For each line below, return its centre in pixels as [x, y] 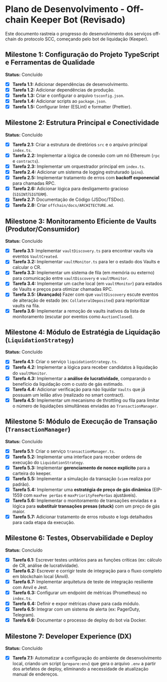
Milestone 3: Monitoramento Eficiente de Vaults [81, 221]
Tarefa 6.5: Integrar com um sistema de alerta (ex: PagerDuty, [76, 609]
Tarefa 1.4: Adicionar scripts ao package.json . [59, 101]
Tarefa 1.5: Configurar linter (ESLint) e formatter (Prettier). [72, 107]
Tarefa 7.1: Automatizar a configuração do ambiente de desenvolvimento [87, 658]
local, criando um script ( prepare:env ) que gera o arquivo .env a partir [84, 664]
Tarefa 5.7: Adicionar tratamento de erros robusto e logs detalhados [83, 517]
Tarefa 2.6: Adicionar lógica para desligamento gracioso [70, 189]
